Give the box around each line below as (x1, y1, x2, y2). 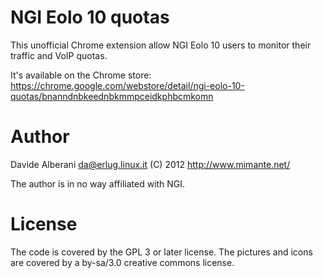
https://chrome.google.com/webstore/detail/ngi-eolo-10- (10, 79, 245, 91)
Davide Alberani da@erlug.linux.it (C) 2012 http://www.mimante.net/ (10, 158, 291, 170)
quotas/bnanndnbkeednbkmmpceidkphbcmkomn (10, 90, 214, 102)
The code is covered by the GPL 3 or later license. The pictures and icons (10, 246, 313, 258)
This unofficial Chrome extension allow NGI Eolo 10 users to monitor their (10, 39, 312, 51)
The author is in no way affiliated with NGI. (10, 177, 186, 190)
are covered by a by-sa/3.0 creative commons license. (10, 256, 235, 268)
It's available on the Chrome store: (10, 69, 152, 81)
